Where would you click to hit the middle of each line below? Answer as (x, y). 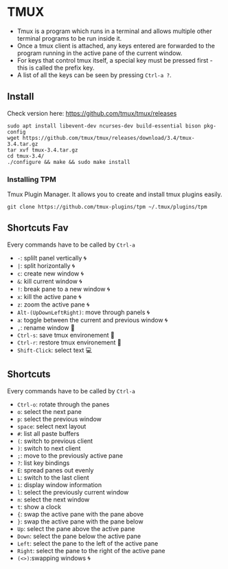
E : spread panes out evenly (55, 470)
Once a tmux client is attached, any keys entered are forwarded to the (116, 45)
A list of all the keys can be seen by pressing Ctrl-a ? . (94, 75)
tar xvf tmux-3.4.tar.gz (43, 150)
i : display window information (59, 485)
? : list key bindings (43, 463)
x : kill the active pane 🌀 (49, 296)
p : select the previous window (59, 419)
